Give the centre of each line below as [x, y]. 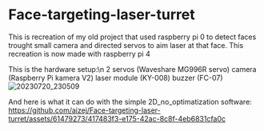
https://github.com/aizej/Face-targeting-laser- [85, 110]
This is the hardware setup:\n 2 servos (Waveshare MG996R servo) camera [132, 69]
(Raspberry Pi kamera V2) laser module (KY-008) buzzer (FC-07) [116, 77]
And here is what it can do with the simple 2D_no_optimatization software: [130, 101]
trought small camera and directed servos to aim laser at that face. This [126, 45]
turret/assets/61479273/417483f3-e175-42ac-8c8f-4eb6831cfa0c [117, 118]
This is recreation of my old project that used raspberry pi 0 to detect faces [132, 37]
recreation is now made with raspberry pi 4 [79, 54]
